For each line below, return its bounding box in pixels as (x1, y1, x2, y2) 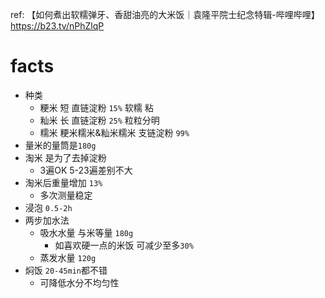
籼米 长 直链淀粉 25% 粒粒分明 (39, 114, 160, 126)
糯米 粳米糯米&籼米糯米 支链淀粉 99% (39, 126, 190, 138)
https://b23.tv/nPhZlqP (10, 20, 105, 32)
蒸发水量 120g (39, 251, 97, 263)
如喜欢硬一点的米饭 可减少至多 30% (54, 239, 194, 251)
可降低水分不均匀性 (39, 276, 120, 288)
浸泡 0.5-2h (24, 201, 73, 213)
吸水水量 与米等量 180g (39, 226, 134, 238)
